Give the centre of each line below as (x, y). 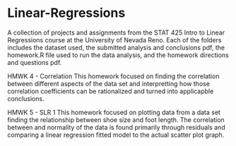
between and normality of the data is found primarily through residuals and (116, 127)
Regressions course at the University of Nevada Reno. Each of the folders (114, 39)
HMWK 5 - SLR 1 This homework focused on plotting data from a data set (114, 112)
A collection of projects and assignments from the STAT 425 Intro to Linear (116, 32)
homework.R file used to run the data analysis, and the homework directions (118, 55)
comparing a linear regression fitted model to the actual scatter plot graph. (116, 135)
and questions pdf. (35, 62)
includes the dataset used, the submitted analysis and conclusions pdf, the (116, 47)
